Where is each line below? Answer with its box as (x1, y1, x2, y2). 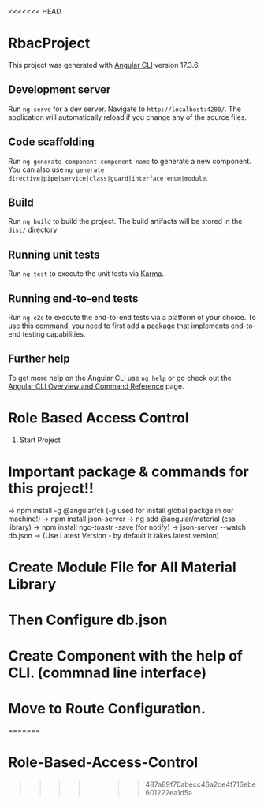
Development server (8, 83, 111, 97)
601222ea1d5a (145, 788, 193, 798)
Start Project (19, 435, 61, 445)
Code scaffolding (8, 136, 95, 149)
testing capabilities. (22, 329, 86, 338)
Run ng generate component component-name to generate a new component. (8, 156, 252, 166)
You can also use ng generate (8, 165, 105, 174)
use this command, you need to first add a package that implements (8, 321, 229, 330)
